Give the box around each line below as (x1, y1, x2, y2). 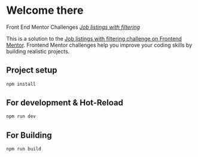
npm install (6, 81, 36, 87)
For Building (6, 130, 52, 140)
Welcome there (6, 4, 84, 17)
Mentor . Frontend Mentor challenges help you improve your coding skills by (6, 41, 193, 49)
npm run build (6, 146, 42, 152)
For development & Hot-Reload (6, 98, 124, 108)
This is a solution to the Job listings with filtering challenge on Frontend (6, 35, 182, 42)
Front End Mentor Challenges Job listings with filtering (6, 23, 141, 31)
